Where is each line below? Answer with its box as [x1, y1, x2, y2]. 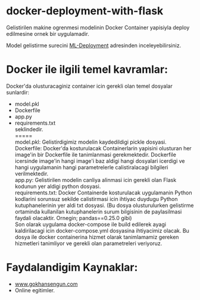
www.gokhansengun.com [14, 280, 78, 287]
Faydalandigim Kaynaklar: [6, 261, 138, 274]
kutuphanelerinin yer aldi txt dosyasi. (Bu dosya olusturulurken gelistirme [14, 202, 194, 209]
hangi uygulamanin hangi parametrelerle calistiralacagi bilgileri [14, 163, 168, 171]
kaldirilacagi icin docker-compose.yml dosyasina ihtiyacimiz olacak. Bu [14, 227, 189, 234]
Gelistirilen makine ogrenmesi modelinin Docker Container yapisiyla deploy [6, 24, 190, 31]
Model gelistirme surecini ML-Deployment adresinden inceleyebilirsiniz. [6, 42, 182, 49]
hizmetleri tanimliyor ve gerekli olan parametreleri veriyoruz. [14, 240, 162, 247]
